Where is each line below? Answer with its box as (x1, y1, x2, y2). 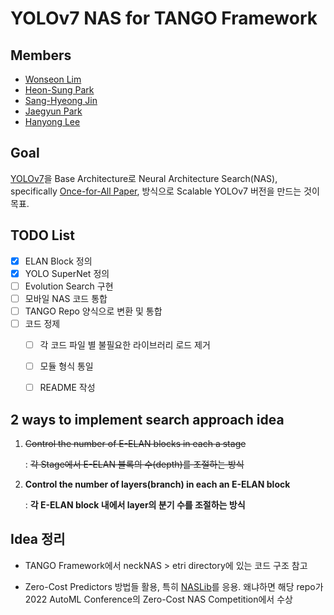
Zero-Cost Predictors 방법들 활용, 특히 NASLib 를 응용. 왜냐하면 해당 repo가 (24, 580, 324, 592)
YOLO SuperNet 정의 (24, 267, 110, 279)
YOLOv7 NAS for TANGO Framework (10, 7, 318, 30)
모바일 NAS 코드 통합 (24, 292, 108, 304)
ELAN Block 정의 (24, 255, 93, 267)
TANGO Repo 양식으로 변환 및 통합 (24, 305, 163, 317)
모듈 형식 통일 (39, 360, 94, 372)
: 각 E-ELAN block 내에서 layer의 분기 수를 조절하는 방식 (24, 499, 246, 511)
